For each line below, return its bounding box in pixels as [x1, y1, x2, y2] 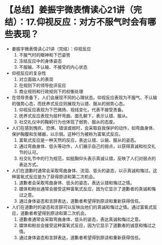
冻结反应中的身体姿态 [19, 58, 62, 64]
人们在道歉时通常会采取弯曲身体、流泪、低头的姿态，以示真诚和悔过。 [11, 168, 153, 173]
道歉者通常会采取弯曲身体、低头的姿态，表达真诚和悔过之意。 [19, 216, 143, 222]
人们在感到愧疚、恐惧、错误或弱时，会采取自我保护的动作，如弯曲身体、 [11, 125, 157, 131]
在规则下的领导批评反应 [19, 82, 66, 88]
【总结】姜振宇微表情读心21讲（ [4, 4, 134, 16]
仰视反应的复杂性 [11, 70, 46, 76]
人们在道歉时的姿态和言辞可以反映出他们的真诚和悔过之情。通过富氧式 [11, 204, 153, 210]
